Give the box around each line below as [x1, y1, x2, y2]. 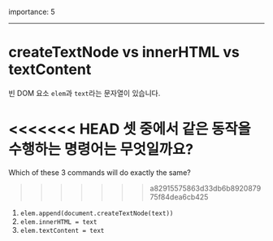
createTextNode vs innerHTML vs [8, 43, 240, 62]
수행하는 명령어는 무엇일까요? [8, 140, 193, 159]
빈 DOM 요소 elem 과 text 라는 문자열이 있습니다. [8, 88, 161, 98]
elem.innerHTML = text [19, 217, 97, 226]
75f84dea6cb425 [149, 191, 209, 202]
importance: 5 [8, 7, 55, 16]
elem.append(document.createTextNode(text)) [19, 209, 174, 217]
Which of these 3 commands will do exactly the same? [8, 167, 191, 177]
